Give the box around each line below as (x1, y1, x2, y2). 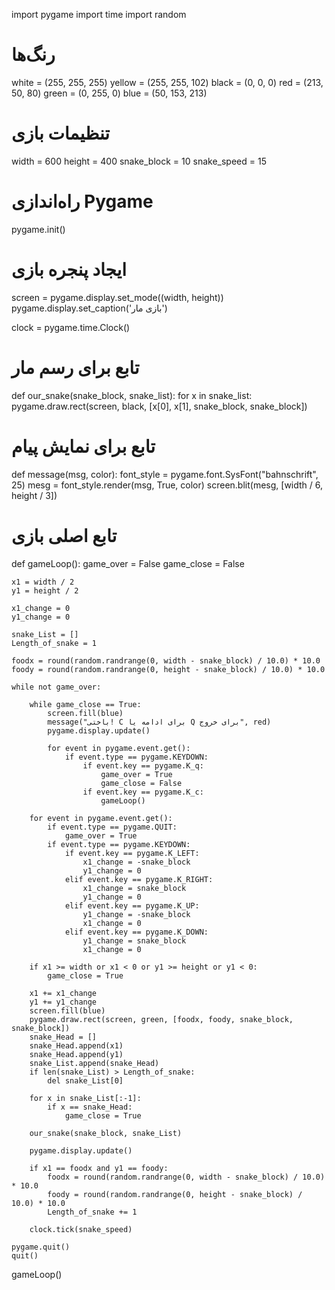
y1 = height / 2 (11, 585, 79, 596)
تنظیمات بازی (11, 122, 111, 145)
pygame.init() (11, 223, 66, 235)
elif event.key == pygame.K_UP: (64, 900, 200, 911)
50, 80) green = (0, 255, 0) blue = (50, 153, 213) (11, 87, 208, 99)
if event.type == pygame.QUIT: (47, 822, 178, 832)
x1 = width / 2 (11, 577, 75, 587)
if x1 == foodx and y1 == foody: (29, 1163, 169, 1173)
